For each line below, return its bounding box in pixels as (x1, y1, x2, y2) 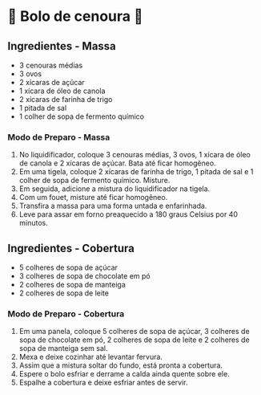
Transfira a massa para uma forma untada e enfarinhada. (18, 201, 207, 211)
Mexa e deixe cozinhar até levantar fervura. (18, 352, 163, 362)
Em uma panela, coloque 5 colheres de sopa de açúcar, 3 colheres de (18, 327, 250, 336)
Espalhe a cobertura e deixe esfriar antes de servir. (18, 377, 189, 388)
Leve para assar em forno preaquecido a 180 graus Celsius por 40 (18, 210, 238, 219)
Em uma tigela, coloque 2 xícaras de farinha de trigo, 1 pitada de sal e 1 (18, 167, 254, 177)
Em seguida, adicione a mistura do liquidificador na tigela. (18, 184, 211, 193)
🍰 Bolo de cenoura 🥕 (7, 7, 143, 26)
